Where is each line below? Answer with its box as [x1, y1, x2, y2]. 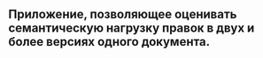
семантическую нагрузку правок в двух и [8, 21, 255, 36]
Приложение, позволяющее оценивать [8, 7, 237, 22]
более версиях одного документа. [8, 34, 211, 49]
